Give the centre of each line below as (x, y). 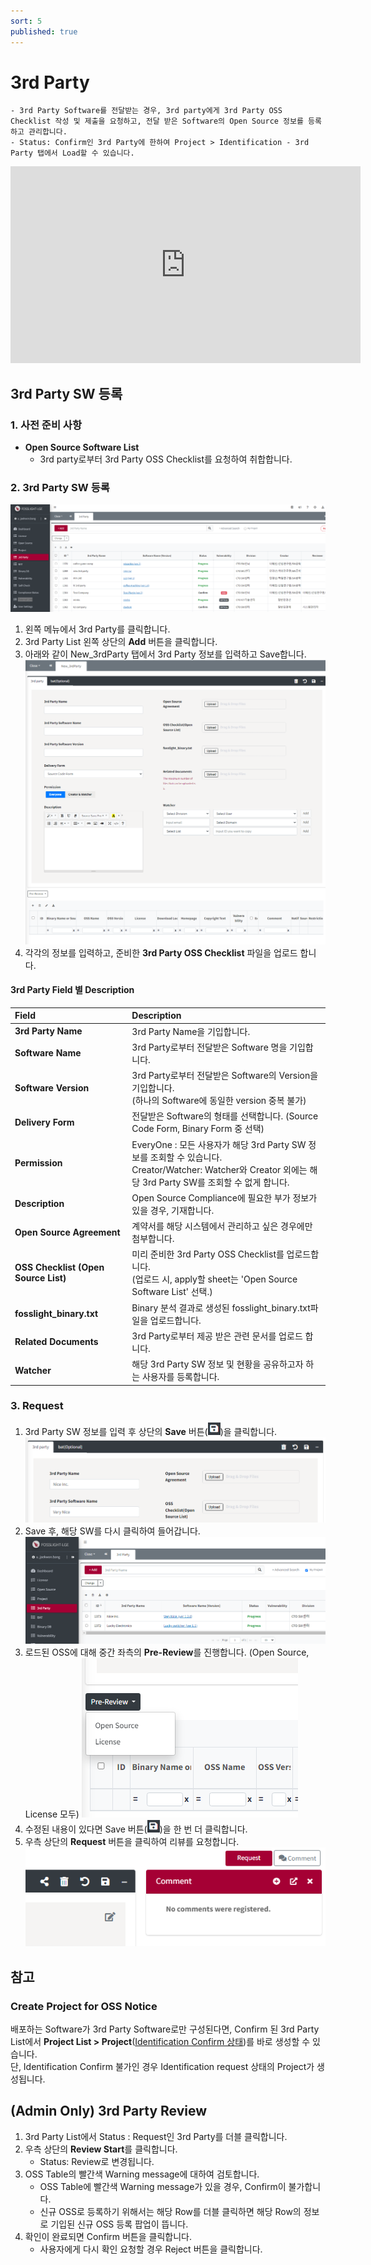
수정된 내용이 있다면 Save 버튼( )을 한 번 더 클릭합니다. (136, 1829)
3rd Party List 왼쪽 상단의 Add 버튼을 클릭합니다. (121, 642)
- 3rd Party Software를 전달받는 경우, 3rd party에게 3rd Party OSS (146, 111)
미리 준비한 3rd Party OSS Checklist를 (208, 1254)
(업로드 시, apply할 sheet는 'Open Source (214, 1279)
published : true (44, 31)
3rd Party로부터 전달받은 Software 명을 (209, 1047)
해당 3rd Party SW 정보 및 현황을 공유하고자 (217, 1364)
